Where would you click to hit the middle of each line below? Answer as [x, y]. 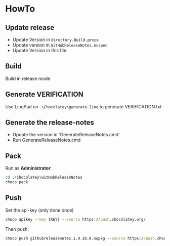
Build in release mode [28, 78]
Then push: [17, 229]
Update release [30, 28]
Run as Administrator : [29, 168]
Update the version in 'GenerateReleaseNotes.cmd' [66, 135]
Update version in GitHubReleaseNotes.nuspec [60, 45]
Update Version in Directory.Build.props [56, 39]
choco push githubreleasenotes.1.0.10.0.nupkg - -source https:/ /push [80, 238]
